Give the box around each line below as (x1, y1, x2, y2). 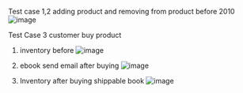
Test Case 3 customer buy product (8, 31, 122, 39)
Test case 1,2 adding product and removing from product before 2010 (8, 7, 235, 16)
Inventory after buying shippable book (19, 76, 145, 85)
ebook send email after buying (19, 61, 120, 70)
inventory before (19, 46, 74, 54)
